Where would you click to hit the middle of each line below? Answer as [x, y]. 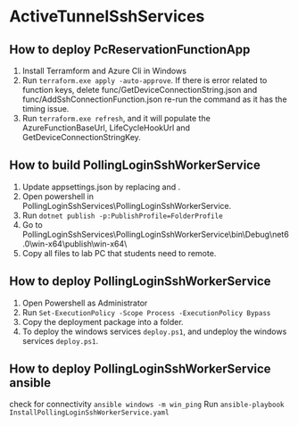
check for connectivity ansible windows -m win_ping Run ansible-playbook [147, 405]
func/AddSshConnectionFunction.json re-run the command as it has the [154, 99]
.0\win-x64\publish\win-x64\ [74, 244]
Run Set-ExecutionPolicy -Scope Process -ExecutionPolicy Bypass [146, 312]
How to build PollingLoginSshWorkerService [135, 166]
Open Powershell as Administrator [85, 303]
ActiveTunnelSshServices [107, 17]
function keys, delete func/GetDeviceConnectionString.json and [140, 90]
